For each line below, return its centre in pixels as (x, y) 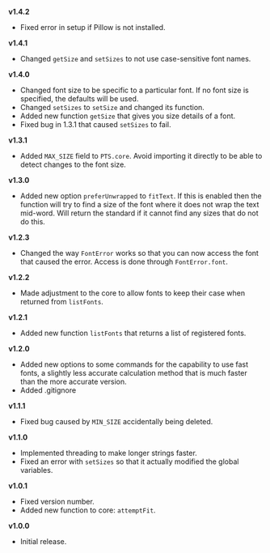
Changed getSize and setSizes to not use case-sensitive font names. (135, 59)
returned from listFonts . (61, 302)
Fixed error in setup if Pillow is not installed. (93, 27)
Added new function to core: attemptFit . (88, 510)
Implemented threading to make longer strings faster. (109, 453)
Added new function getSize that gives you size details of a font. (128, 116)
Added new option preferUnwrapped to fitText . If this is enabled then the (141, 196)
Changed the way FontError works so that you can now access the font (139, 253)
